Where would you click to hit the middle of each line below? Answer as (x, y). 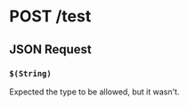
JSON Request (50, 49)
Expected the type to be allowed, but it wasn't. (94, 92)
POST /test (50, 16)
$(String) (30, 73)
